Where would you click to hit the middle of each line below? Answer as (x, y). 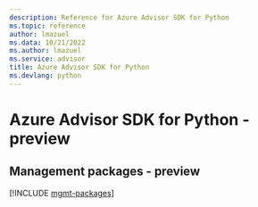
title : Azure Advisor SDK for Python (79, 68)
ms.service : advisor (48, 59)
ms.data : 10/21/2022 (48, 42)
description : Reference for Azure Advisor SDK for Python (119, 17)
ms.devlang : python (46, 76)
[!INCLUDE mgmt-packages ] (62, 193)
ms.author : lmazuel (46, 51)
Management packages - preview (105, 172)
